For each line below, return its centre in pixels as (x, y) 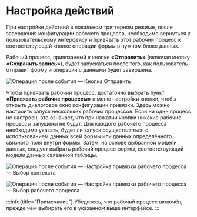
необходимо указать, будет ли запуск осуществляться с (77, 130)
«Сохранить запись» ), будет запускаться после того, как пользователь (97, 64)
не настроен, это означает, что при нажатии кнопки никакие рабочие (94, 117)
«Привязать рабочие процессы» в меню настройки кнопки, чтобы (91, 99)
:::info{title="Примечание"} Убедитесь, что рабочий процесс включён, (94, 202)
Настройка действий (60, 11)
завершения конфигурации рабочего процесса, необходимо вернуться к (98, 33)
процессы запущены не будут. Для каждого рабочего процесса (86, 123)
